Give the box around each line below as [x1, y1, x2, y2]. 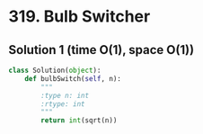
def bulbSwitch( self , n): [24, 74, 122, 83]
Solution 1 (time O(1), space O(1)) [8, 42, 195, 58]
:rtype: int [40, 99, 86, 109]
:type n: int [40, 91, 90, 100]
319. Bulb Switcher [8, 6, 151, 27]
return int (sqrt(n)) [40, 116, 118, 125]
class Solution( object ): [8, 66, 101, 75]
